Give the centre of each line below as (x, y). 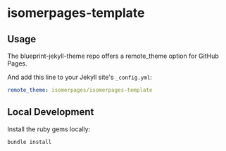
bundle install (30, 142)
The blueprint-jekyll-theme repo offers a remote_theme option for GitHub (113, 56)
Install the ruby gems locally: (49, 129)
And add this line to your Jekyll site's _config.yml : (80, 77)
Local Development (51, 112)
